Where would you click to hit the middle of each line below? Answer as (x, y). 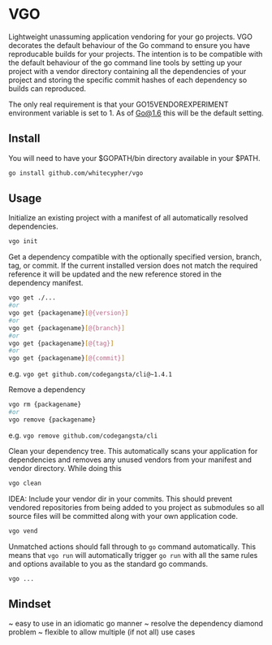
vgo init (23, 242)
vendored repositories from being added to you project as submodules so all (136, 507)
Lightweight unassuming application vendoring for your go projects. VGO (131, 37)
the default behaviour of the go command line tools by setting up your (125, 63)
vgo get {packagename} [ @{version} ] (69, 313)
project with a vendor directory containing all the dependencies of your (127, 71)
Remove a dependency (47, 390)
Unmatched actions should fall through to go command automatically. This (132, 547)
